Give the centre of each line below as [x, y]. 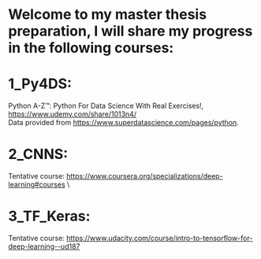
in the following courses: [91, 48]
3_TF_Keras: [49, 216]
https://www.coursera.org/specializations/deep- [145, 176]
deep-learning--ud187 [44, 246]
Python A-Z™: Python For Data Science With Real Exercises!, [106, 106]
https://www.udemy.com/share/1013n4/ [72, 114]
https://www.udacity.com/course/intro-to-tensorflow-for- [160, 238]
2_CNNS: [38, 154]
